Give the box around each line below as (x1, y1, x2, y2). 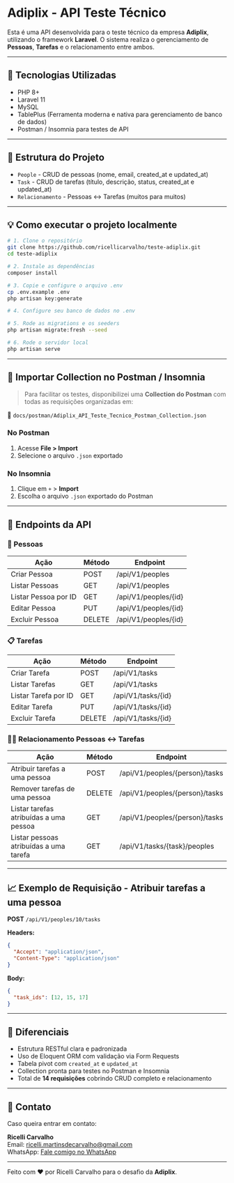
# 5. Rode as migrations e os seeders (7, 320, 120, 327)
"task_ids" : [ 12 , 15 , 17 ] (13, 994, 89, 1001)
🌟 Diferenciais (7, 1026, 70, 1038)
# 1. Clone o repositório (7, 237, 82, 244)
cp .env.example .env (7, 288, 70, 295)
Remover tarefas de (10, 784, 75, 794)
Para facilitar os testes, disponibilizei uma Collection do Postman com (24, 390, 226, 398)
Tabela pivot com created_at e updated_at (17, 1060, 138, 1068)
